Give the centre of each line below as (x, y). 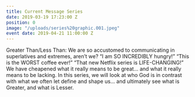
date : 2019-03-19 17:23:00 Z (42, 17)
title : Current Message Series (44, 11)
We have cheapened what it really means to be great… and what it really (94, 69)
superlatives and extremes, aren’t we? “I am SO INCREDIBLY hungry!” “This (98, 56)
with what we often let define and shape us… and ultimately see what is (93, 81)
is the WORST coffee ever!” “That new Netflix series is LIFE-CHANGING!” (95, 63)
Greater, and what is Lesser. (40, 88)
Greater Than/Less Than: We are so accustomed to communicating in (90, 50)
